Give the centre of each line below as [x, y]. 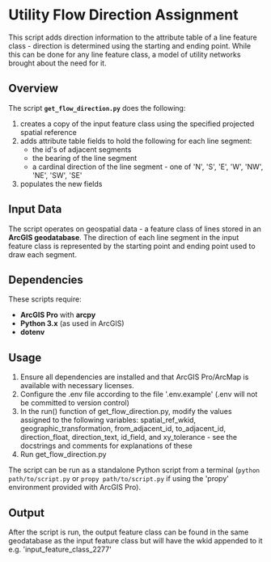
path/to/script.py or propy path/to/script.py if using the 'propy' [119, 479]
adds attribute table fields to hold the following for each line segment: [136, 141]
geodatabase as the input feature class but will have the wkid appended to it [135, 541]
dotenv [32, 332]
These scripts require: [45, 299]
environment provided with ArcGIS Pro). [75, 488]
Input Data [35, 209]
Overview [34, 89]
